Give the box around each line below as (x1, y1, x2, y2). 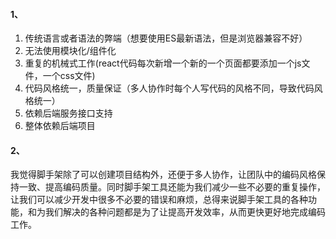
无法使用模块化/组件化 (24, 45, 117, 57)
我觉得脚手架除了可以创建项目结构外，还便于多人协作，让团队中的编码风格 (10, 169, 317, 181)
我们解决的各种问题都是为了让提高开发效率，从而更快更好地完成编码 (44, 206, 326, 218)
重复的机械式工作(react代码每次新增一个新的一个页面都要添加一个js (24, 57, 302, 69)
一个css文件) (42, 70, 96, 82)
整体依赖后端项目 (24, 120, 96, 132)
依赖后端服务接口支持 (24, 107, 113, 119)
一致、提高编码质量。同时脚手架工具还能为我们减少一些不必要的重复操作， (18, 181, 326, 193)
